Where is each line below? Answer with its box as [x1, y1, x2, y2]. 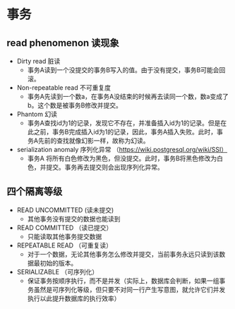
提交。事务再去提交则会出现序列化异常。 [46, 163, 164, 171]
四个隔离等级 [6, 185, 63, 198]
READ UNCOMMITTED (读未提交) [16, 206, 114, 214]
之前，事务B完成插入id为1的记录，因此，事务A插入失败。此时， [33, 128, 217, 136]
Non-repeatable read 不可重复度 [16, 83, 111, 92]
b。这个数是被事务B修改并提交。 [27, 101, 123, 110]
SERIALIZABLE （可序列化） [16, 267, 99, 276]
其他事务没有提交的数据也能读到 [27, 214, 121, 223]
